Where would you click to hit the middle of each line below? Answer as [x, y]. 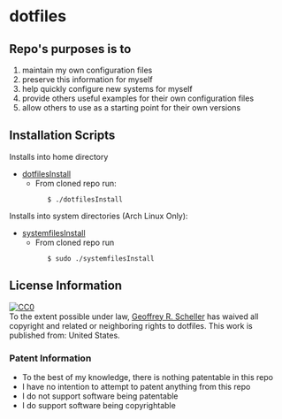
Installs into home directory [59, 156]
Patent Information [50, 358]
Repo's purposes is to [70, 49]
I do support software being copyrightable [99, 405]
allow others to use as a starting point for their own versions [131, 107]
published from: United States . [65, 335]
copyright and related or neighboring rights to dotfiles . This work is [131, 325]
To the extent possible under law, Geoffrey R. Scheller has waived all [134, 316]
